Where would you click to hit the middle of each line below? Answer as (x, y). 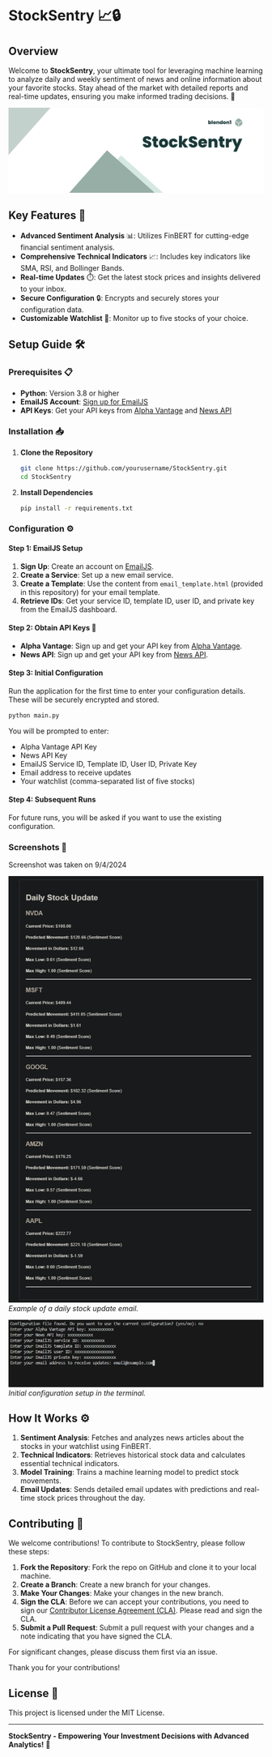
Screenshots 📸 (38, 847)
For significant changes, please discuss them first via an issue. (113, 1652)
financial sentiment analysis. (67, 247)
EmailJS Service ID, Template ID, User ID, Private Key (108, 763)
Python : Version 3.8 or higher (70, 393)
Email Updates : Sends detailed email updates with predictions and (131, 1490)
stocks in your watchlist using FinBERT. (85, 1447)
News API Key (43, 755)
